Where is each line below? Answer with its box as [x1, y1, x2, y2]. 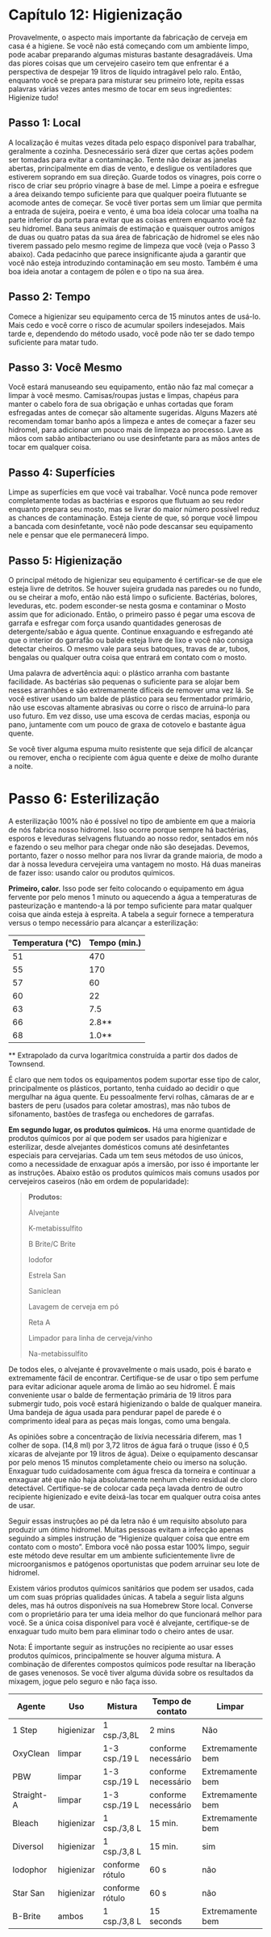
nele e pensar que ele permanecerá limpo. [8, 530, 149, 540]
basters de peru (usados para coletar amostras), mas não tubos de [8, 1100, 231, 1110]
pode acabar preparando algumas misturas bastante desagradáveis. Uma [8, 49, 253, 59]
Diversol [12, 1841, 44, 1852]
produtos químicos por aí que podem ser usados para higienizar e [8, 1133, 227, 1142]
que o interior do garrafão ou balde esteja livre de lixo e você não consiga [8, 635, 254, 645]
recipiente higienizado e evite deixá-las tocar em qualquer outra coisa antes [8, 1491, 261, 1502]
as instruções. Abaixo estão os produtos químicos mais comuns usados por [8, 1168, 260, 1177]
